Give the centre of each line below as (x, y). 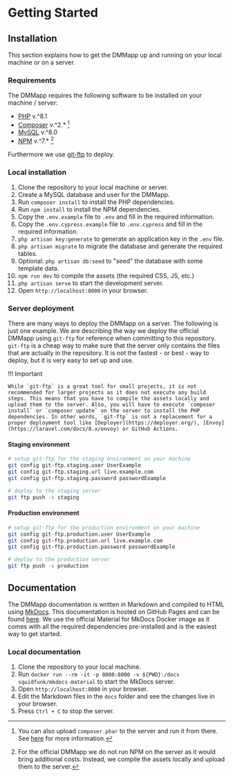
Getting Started (53, 13)
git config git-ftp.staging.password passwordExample (87, 479)
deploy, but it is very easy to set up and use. (71, 360)
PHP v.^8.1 (32, 117)
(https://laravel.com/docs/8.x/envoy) (64, 429)
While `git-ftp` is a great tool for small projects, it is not (102, 386)
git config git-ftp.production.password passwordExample (92, 547)
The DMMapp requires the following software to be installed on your (105, 96)
